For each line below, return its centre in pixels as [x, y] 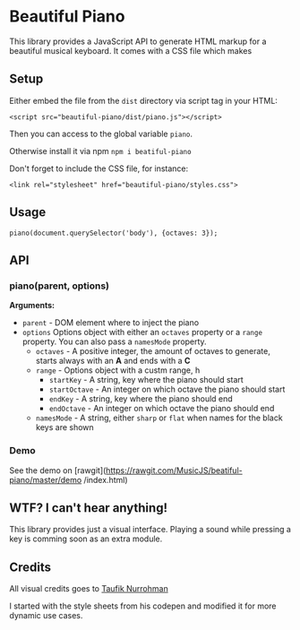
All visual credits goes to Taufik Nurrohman [89, 589]
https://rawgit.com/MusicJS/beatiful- [175, 470]
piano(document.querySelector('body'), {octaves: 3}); [114, 233]
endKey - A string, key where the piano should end [141, 399]
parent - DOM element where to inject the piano [111, 323]
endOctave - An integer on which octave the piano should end [162, 409]
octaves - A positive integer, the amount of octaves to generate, [153, 351]
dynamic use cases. [46, 616]
